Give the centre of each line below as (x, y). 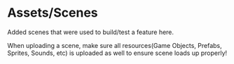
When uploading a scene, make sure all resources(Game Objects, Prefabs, (115, 45)
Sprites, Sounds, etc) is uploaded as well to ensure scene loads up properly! (117, 53)
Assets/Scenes (53, 13)
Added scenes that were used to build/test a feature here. (90, 32)
